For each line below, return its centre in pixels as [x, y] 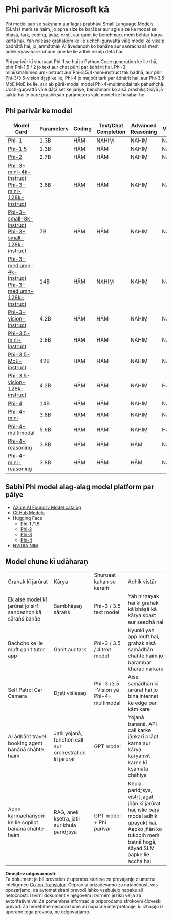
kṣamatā [138, 769]
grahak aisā [142, 643]
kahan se [105, 582]
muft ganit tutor [26, 650]
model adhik [143, 816]
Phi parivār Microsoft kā [57, 9]
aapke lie [138, 855]
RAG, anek [66, 812]
